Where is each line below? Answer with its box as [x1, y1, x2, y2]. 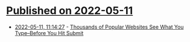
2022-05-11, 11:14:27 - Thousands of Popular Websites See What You [14, 23, 184, 30]
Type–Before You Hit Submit [14, 29, 84, 36]
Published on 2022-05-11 [6, 4, 133, 17]
